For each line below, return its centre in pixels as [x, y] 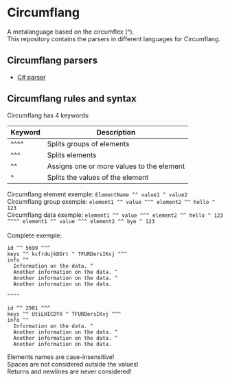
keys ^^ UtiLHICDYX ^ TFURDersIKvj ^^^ [64, 314]
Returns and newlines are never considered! [69, 371]
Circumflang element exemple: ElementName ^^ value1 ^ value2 [97, 194]
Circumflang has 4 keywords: [49, 115]
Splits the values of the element [98, 177]
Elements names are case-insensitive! [61, 357]
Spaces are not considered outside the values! [73, 364]
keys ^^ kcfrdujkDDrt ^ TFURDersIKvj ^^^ [67, 254]
